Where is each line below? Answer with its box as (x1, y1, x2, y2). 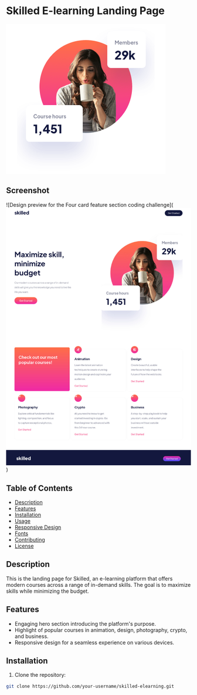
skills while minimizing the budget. (6, 587, 89, 595)
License (14, 542, 34, 550)
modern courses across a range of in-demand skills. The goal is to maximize (6, 581, 191, 588)
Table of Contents (6, 483, 73, 493)
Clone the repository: (14, 672, 66, 679)
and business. (14, 633, 49, 640)
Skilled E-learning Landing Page (6, 4, 165, 18)
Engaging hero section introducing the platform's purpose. (14, 620, 157, 627)
